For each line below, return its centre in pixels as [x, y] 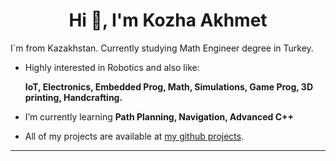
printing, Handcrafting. [73, 97]
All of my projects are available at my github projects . [134, 136]
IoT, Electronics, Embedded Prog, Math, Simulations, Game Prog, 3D [168, 86]
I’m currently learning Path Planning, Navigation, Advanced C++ [159, 116]
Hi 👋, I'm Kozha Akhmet [168, 20]
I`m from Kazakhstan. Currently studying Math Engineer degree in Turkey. [162, 48]
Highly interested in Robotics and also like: [112, 67]
